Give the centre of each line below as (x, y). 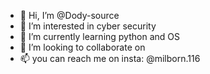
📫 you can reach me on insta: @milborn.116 (110, 58)
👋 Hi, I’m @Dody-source (69, 15)
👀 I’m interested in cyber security (88, 26)
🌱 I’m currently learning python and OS (99, 36)
